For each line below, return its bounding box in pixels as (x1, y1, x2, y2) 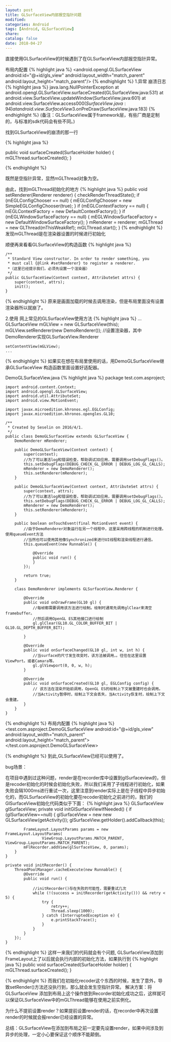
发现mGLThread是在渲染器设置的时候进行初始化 (5, 230, 106, 237)
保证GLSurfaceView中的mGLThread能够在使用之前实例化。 (9, 996, 134, 1003)
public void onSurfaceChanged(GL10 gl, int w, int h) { (23, 647, 145, 653)
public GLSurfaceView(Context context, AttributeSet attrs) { (5, 275, 140, 280)
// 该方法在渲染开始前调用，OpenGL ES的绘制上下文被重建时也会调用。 (32, 686, 163, 691)
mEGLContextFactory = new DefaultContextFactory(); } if (5, 208, 126, 214)
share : (5, 31, 19, 36)
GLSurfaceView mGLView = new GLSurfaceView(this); (5, 321, 119, 327)
